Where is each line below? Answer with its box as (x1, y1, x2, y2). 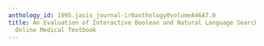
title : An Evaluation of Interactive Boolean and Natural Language (8, 19, 234, 27)
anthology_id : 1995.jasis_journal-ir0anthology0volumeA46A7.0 (8, 11, 216, 19)
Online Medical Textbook (15, 26, 97, 34)
